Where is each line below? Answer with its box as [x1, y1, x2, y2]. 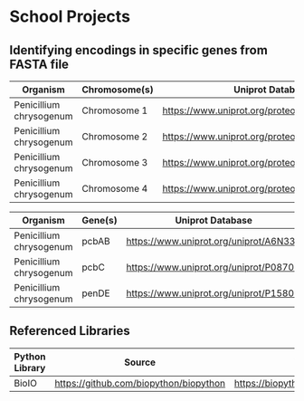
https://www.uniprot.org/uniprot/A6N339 [126, 235, 301, 247]
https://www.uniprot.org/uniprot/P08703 [126, 261, 300, 273]
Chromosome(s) [81, 83, 154, 96]
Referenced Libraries [9, 323, 131, 339]
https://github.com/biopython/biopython [53, 377, 226, 389]
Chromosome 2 [81, 130, 148, 142]
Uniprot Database [175, 215, 253, 226]
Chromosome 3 [81, 157, 148, 168]
